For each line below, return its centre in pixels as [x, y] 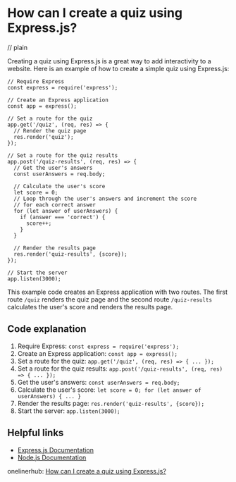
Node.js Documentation [52, 457]
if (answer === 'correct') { [63, 217]
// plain [18, 47]
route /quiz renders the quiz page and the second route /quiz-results [110, 299]
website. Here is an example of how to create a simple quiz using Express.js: [118, 68]
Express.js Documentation [55, 450]
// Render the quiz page [50, 131]
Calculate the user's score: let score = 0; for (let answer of [110, 390]
